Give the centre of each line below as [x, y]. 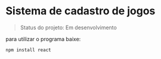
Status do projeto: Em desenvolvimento [68, 27]
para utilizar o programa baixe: [43, 39]
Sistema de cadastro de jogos [80, 11]
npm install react [28, 50]
